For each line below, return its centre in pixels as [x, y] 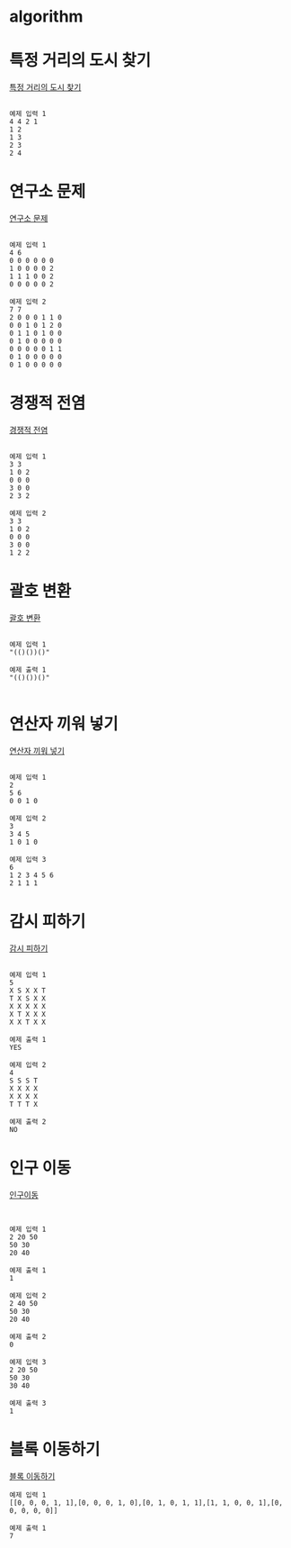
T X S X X [28, 998]
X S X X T [28, 991]
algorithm [46, 17]
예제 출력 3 [28, 1403]
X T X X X [28, 1014]
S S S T [24, 1081]
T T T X [24, 1104]
